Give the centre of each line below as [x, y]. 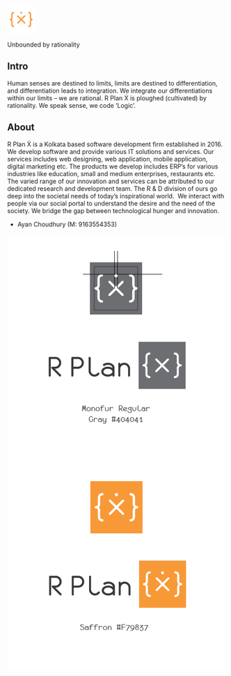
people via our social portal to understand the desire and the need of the [111, 203]
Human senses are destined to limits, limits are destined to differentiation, [112, 83]
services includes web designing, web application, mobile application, [107, 159]
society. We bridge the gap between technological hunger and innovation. [113, 210]
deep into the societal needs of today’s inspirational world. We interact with [116, 196]
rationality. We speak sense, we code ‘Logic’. [72, 105]
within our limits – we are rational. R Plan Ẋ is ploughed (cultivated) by [107, 98]
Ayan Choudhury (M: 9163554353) [67, 224]
